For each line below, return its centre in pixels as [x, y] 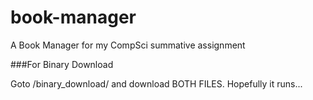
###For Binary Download [62, 64]
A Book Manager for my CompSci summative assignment [128, 45]
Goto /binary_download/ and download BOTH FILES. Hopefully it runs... [156, 83]
